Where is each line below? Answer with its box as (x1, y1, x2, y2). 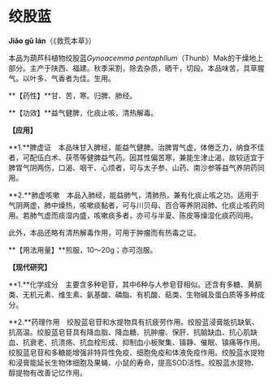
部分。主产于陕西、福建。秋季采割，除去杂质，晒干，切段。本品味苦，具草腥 (8, 63, 265, 73)
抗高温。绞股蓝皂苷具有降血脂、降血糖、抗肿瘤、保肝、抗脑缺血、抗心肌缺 (8, 327, 258, 337)
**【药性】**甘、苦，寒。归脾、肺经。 (8, 90, 137, 100)
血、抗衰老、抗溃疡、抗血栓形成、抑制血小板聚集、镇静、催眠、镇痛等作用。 (8, 337, 265, 347)
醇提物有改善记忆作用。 (8, 367, 87, 378)
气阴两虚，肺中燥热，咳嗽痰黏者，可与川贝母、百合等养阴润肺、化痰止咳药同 (8, 200, 265, 210)
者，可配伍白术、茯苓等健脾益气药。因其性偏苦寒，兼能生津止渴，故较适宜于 (8, 152, 265, 162)
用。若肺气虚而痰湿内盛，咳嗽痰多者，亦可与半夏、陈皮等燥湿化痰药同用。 (8, 210, 258, 220)
